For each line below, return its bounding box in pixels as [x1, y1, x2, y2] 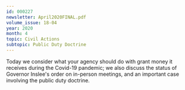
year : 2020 [6, 25, 33, 31]
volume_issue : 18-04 [6, 20, 58, 25]
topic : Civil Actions [6, 36, 60, 42]
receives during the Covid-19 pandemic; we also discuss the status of [6, 64, 177, 71]
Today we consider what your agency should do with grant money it [6, 57, 173, 65]
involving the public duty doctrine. [6, 76, 90, 83]
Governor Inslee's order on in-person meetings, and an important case [6, 70, 180, 78]
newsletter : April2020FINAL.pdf [6, 14, 86, 20]
